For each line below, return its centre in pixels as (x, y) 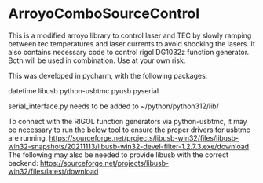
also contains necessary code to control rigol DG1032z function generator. (129, 52)
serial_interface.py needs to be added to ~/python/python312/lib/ (114, 106)
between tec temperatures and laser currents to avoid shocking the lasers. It (131, 43)
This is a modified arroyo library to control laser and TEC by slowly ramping (130, 35)
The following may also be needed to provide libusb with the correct (119, 155)
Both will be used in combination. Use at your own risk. (97, 60)
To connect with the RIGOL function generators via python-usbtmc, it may (128, 121)
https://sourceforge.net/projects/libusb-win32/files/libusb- (144, 137)
